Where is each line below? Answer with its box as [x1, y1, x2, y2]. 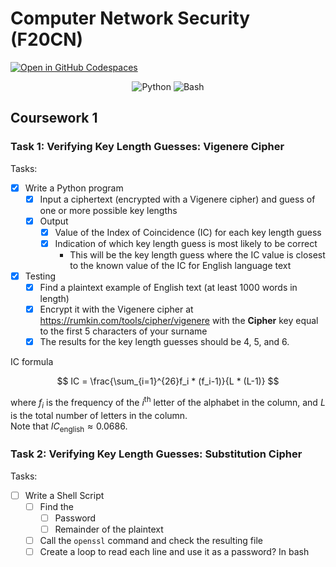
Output [39, 215, 69, 227]
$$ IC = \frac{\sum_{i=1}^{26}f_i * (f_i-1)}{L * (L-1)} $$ [56, 375, 280, 387]
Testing [24, 270, 57, 282]
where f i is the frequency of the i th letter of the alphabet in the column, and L [10, 395, 326, 411]
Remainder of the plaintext [54, 523, 164, 535]
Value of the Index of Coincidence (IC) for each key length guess [54, 226, 322, 238]
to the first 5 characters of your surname [39, 325, 208, 337]
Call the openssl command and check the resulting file [39, 534, 263, 546]
